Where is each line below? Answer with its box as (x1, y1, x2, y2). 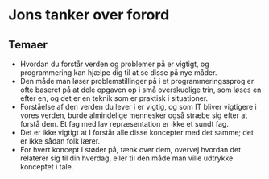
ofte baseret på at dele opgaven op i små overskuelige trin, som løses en (19, 85, 262, 94)
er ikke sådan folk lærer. (19, 136, 101, 146)
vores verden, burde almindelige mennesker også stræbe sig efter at (19, 110, 248, 120)
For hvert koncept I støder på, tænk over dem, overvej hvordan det (19, 145, 242, 154)
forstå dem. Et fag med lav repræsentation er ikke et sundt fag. (19, 119, 230, 128)
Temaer (8, 38, 48, 52)
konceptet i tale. (19, 162, 74, 171)
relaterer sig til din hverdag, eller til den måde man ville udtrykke (19, 153, 234, 163)
